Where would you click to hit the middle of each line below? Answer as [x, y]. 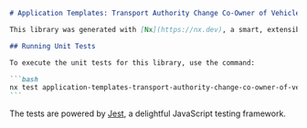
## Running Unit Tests [53, 46]
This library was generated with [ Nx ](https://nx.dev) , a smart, [136, 29]
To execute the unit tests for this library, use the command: [132, 63]
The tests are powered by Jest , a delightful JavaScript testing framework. [148, 113]
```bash [24, 79]
